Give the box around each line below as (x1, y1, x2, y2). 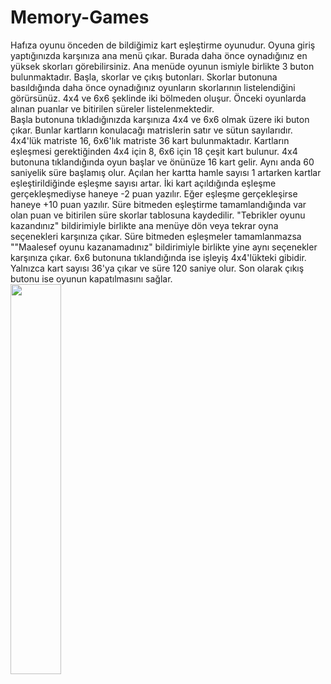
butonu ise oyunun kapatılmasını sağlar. (10, 272, 173, 285)
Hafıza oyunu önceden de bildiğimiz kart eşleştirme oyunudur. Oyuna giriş (10, 39, 316, 51)
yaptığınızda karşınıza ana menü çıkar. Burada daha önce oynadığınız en (10, 49, 308, 61)
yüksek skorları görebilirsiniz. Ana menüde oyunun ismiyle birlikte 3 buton (10, 60, 315, 72)
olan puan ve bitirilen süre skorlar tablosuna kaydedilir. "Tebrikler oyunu (10, 209, 306, 221)
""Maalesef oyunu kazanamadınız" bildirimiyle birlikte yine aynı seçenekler (10, 241, 318, 253)
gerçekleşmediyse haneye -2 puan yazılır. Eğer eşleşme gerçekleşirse (10, 187, 298, 200)
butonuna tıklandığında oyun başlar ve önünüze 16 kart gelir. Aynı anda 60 (10, 156, 315, 168)
